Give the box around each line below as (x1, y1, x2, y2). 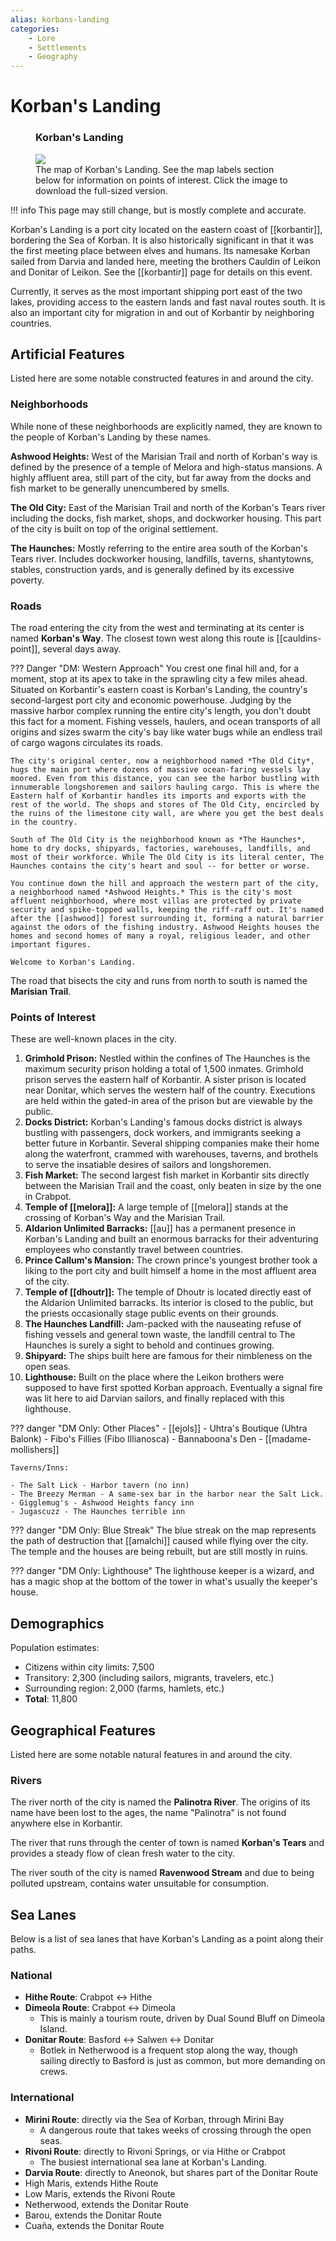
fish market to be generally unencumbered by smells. (10, 482, 230, 494)
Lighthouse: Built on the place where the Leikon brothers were (24, 1371, 285, 1383)
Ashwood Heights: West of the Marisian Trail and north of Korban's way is (10, 450, 318, 462)
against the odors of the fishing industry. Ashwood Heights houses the (10, 922, 320, 933)
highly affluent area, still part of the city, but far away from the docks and (10, 471, 312, 483)
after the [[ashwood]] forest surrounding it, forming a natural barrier (10, 914, 325, 924)
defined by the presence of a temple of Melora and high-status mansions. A (10, 461, 323, 473)
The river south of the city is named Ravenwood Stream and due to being (10, 1867, 315, 1879)
